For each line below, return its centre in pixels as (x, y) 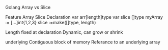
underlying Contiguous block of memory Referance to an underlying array (83, 42)
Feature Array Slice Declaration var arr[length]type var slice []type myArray (84, 17)
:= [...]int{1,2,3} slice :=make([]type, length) (51, 22)
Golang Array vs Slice (28, 7)
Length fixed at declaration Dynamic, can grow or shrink (64, 32)
